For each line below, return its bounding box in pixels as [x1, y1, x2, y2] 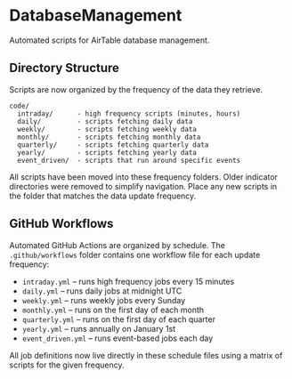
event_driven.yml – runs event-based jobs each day [21, 333, 214, 343]
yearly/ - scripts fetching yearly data [17, 148, 198, 157]
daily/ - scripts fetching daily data [17, 117, 193, 125]
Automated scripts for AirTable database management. [9, 35, 210, 45]
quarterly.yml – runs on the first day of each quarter [21, 313, 216, 325]
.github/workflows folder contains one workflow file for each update [9, 249, 261, 260]
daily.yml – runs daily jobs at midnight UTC [21, 286, 182, 296]
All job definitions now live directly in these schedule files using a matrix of [9, 350, 283, 360]
